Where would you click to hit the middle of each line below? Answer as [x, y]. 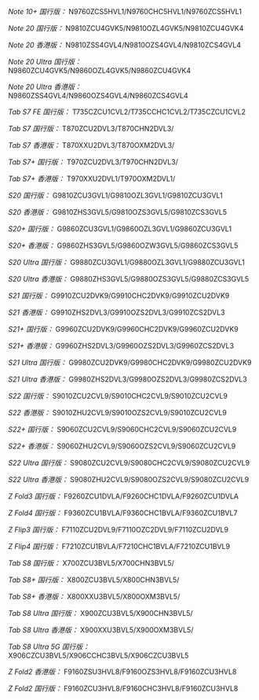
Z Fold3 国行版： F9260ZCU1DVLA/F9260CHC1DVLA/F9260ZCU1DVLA [124, 496]
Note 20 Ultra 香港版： [45, 87]
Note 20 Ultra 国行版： [45, 62]
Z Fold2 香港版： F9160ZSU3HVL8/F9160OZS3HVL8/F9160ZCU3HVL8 [122, 672]
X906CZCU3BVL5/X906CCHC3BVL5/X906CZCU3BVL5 [98, 656]
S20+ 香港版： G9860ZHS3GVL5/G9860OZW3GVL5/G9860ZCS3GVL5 [123, 245]
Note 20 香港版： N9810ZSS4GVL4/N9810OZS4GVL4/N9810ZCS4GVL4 [125, 45]
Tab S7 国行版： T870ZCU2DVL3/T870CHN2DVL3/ [91, 129]
